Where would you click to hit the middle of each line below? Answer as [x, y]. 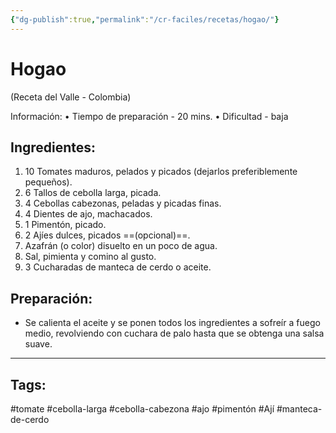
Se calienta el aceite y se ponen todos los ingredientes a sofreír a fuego [172, 323]
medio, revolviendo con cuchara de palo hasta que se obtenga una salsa [174, 333]
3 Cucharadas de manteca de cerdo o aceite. [118, 267]
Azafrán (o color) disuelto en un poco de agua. [121, 246]
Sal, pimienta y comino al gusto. [90, 257]
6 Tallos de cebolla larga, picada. [93, 193]
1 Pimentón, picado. [65, 225]
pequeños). [48, 182]
